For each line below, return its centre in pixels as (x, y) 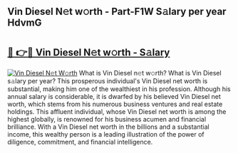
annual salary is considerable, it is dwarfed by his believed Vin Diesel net (114, 96)
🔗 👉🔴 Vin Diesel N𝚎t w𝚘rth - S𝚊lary (89, 52)
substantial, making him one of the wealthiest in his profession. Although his (119, 89)
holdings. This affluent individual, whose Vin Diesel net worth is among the (117, 112)
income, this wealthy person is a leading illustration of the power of (106, 134)
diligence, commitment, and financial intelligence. (80, 142)
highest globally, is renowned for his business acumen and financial (107, 119)
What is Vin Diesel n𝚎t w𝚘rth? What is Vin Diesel (150, 73)
